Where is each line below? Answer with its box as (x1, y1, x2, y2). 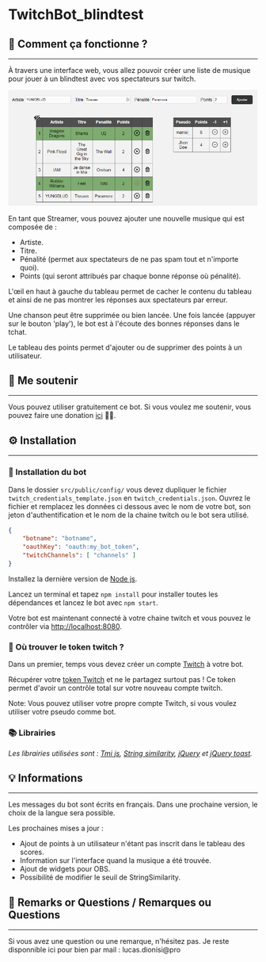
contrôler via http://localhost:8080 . (8, 621, 123, 631)
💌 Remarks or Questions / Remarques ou (8, 895, 212, 909)
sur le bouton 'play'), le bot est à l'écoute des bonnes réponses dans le (8, 319, 240, 328)
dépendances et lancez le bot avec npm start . (8, 597, 158, 607)
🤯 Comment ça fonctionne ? (8, 37, 148, 51)
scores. (19, 847, 45, 857)
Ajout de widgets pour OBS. (19, 864, 111, 874)
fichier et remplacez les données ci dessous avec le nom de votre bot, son (8, 501, 251, 511)
